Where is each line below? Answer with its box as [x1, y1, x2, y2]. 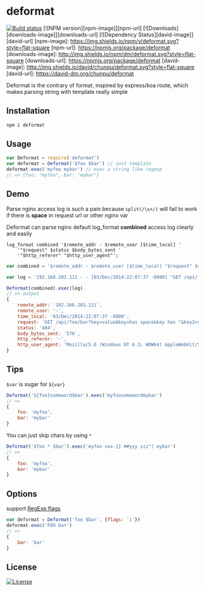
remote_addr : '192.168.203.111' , [17, 302, 103, 309]
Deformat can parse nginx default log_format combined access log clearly [6, 223, 194, 231]
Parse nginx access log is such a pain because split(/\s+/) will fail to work [6, 205, 198, 212]
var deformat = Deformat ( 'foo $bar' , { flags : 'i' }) [6, 517, 140, 523]
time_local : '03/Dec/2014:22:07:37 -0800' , [17, 313, 130, 320]
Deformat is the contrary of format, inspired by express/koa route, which [6, 81, 189, 89]
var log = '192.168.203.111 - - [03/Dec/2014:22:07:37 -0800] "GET [6, 274, 182, 280]
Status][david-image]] [138, 30, 194, 38]
